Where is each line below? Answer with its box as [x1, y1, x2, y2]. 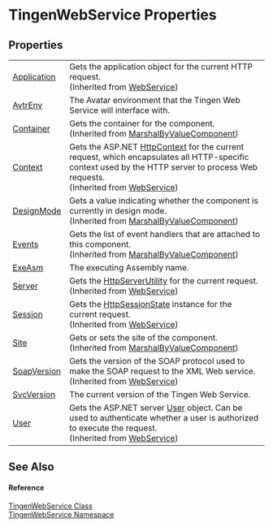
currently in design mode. [68, 205, 167, 216]
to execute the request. [68, 422, 158, 434]
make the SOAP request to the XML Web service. [68, 365, 256, 377]
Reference [8, 482, 45, 492]
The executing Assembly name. [68, 262, 189, 273]
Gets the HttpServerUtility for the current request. [68, 275, 258, 286]
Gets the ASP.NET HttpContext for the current [68, 141, 245, 152]
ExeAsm [12, 262, 44, 273]
